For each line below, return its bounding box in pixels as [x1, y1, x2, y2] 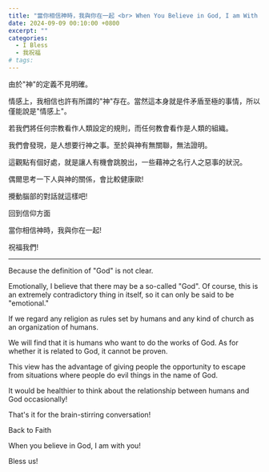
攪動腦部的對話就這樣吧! [8, 191, 88, 201]
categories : [8, 34, 48, 42]
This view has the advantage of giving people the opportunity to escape [8, 362, 247, 371]
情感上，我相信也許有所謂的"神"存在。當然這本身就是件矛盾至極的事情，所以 [8, 96, 261, 106]
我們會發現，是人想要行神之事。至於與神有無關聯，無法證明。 [8, 140, 212, 150]
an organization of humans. [8, 322, 98, 332]
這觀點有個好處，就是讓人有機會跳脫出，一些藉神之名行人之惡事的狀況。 [8, 157, 247, 166]
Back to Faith [8, 425, 52, 434]
